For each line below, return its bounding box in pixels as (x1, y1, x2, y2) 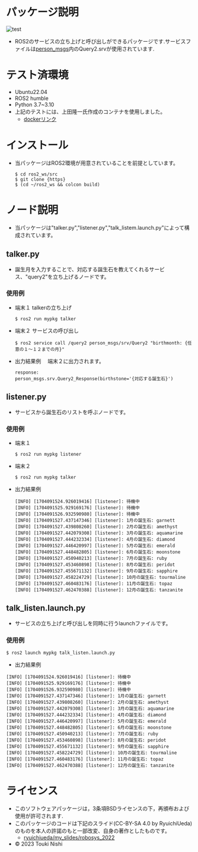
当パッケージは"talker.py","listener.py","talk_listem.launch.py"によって (14, 224, 185, 231)
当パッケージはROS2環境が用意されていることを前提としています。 (14, 159, 179, 167)
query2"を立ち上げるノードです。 (27, 273, 110, 280)
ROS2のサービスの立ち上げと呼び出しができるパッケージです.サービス (14, 37, 186, 45)
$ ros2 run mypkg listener (14, 451, 82, 457)
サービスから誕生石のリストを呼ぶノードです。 (14, 408, 129, 415)
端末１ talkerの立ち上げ (14, 304, 72, 311)
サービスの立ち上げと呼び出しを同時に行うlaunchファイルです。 (14, 619, 171, 627)
